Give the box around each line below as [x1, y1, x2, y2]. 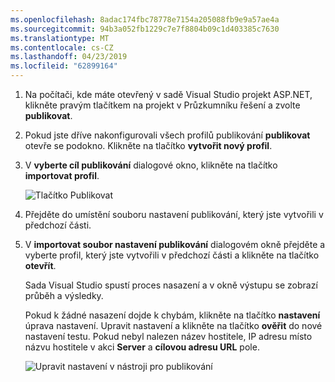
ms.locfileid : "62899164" [10, 61, 118, 71]
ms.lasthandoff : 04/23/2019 [10, 52, 128, 62]
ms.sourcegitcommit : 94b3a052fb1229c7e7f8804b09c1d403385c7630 [10, 24, 280, 34]
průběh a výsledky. [24, 290, 104, 301]
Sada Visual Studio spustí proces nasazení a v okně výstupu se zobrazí [24, 279, 318, 291]
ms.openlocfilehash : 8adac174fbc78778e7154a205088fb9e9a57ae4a [10, 14, 280, 25]
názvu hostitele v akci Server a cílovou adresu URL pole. [24, 341, 260, 353]
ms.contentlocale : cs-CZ [10, 42, 114, 53]
